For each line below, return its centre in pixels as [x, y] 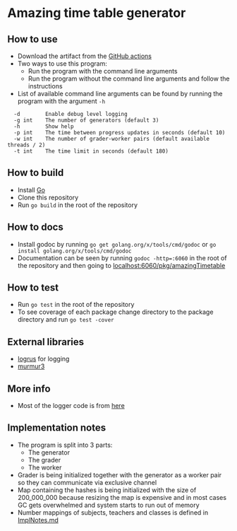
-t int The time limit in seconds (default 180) [91, 151]
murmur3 [31, 366]
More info [29, 389]
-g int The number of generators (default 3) [86, 120]
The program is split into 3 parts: [65, 445]
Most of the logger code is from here [71, 406]
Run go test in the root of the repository [76, 305]
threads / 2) [26, 145]
